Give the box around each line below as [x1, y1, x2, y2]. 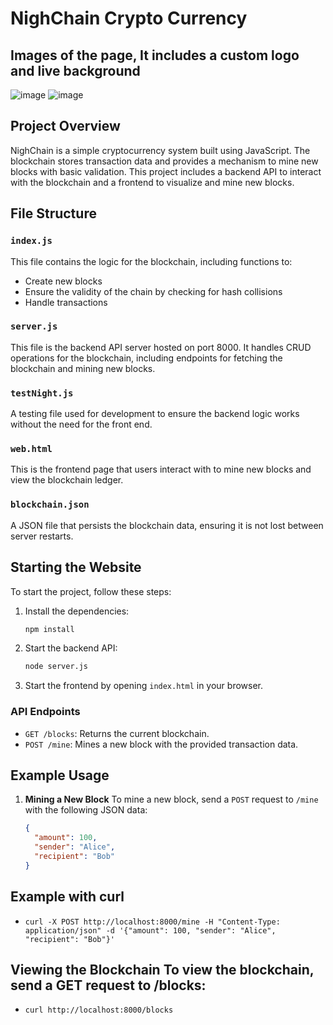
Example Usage [10, 767, 110, 784]
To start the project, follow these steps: [10, 585, 172, 597]
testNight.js [10, 387, 74, 399]
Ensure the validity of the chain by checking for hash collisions [24, 285, 283, 297]
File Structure [10, 205, 97, 222]
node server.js [24, 662, 89, 672]
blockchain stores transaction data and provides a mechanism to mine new [10, 155, 319, 167]
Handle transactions [24, 296, 108, 308]
